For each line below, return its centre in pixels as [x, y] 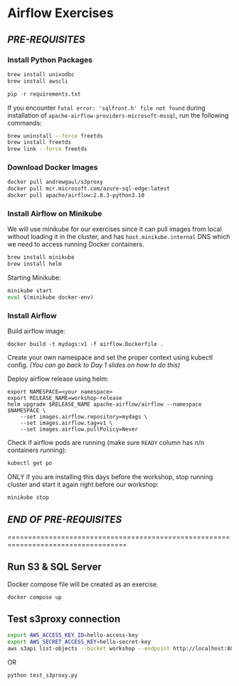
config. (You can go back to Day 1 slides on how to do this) [94, 365]
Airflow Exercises [60, 13]
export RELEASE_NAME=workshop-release [65, 398]
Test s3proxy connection [64, 619]
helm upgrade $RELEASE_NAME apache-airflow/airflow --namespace [105, 404]
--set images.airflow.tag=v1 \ [67, 423]
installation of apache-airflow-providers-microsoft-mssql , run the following [118, 115]
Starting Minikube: [34, 278]
